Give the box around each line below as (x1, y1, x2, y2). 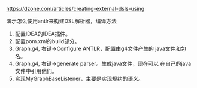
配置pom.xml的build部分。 (14, 38, 80, 44)
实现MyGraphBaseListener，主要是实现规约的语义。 (14, 75, 144, 82)
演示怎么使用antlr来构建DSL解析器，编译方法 (6, 17, 117, 25)
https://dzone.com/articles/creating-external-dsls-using (6, 5, 145, 12)
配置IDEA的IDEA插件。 (14, 30, 71, 37)
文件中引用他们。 (14, 68, 57, 74)
